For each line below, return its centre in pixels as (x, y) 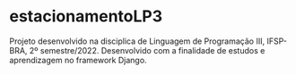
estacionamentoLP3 (86, 16)
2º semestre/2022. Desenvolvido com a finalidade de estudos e (147, 50)
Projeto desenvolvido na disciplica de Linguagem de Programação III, (137, 41)
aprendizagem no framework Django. (78, 60)
